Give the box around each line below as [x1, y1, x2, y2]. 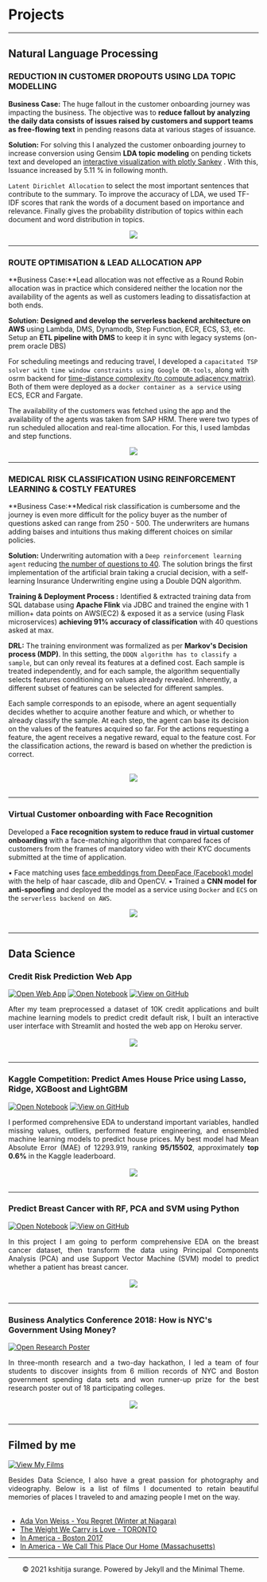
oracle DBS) [26, 341, 67, 350]
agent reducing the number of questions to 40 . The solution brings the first [8, 559, 253, 569]
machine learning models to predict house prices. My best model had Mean [8, 1134, 259, 1144]
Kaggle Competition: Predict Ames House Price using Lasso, [8, 1074, 246, 1085]
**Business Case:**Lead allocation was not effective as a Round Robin [8, 275, 244, 284]
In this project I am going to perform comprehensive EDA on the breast [8, 1236, 259, 1246]
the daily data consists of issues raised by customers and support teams [8, 116, 253, 125]
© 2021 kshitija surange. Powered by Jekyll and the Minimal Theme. [22, 1564, 245, 1574]
